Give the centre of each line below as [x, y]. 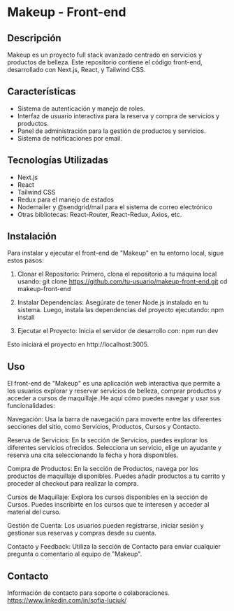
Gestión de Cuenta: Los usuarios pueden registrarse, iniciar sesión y [105, 526]
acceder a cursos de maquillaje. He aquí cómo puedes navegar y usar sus [114, 398]
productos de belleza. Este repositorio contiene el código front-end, [105, 62]
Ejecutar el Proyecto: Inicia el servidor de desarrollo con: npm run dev [118, 331]
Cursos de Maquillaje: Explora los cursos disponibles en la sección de [108, 497]
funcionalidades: [31, 406]
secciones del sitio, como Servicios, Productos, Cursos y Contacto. [104, 427]
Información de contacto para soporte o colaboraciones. [88, 593]
